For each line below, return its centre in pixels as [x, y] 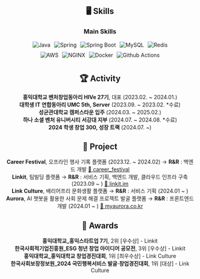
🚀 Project [100, 146]
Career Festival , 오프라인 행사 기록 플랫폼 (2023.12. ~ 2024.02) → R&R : [94, 162]
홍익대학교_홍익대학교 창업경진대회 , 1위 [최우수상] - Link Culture [100, 256]
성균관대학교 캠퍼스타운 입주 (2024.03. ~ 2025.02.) [100, 112]
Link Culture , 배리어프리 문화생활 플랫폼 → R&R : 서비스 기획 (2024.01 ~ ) [100, 191]
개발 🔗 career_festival [103, 169]
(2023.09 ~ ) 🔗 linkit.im [100, 184]
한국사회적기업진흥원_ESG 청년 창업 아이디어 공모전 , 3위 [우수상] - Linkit [100, 249]
